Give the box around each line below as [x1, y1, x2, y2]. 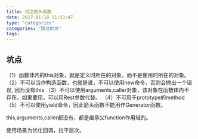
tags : [6, 31, 20, 37]
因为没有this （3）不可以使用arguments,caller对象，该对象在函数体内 [14, 86, 184, 93]
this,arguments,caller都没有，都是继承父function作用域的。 [6, 114, 151, 121]
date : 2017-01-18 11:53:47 [6, 14, 73, 20]
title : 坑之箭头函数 [6, 8, 52, 15]
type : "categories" [6, 20, 55, 26]
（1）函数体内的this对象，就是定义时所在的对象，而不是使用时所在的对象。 [6, 71, 190, 78]
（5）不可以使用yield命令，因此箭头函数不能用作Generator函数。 [6, 101, 166, 108]
